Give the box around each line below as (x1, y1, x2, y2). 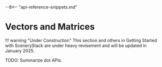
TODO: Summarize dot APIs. (5, 57, 62, 63)
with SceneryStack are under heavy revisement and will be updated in (5, 43, 147, 48)
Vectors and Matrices (5, 22, 95, 32)
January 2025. (5, 47, 35, 53)
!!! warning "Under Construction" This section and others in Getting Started (5, 37, 157, 43)
